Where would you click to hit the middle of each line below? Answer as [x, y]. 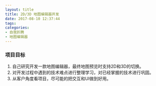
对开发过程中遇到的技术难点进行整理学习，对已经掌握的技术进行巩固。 [83, 73]
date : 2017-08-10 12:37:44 [33, 19]
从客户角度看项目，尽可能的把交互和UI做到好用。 [61, 79]
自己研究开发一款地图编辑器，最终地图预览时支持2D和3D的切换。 [78, 66]
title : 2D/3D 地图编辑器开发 [32, 14]
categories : [17, 28]
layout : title [20, 10]
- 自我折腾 [15, 32]
